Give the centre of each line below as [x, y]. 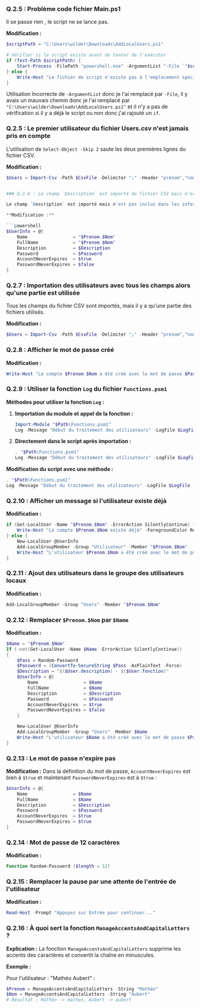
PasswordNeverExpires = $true [54, 822]
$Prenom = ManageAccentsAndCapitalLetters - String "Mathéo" [82, 989]
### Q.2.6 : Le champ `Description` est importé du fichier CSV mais [94, 194]
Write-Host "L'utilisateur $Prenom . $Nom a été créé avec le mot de [102, 553]
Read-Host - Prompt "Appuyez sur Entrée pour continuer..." [81, 913]
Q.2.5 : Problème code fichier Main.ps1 [63, 9]
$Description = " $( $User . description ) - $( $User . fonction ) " [93, 672]
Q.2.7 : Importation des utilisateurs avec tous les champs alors [98, 286]
